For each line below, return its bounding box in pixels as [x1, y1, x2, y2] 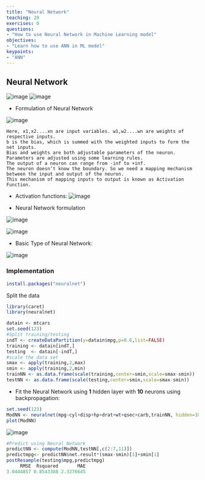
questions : [6, 26, 34, 32]
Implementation [6, 267, 55, 275]
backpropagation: [15, 394, 60, 401]
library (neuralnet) [6, 309, 56, 315]
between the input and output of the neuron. [6, 171, 124, 177]
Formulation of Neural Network [15, 105, 93, 112]
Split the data [6, 292, 40, 299]
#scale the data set [6, 354, 59, 360]
